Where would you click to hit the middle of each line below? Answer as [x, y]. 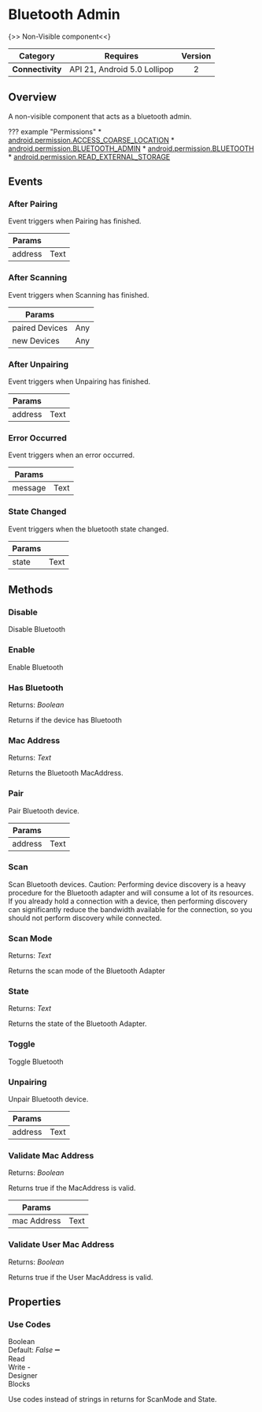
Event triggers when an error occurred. [72, 455]
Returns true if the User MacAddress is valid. [81, 1277]
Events [26, 182]
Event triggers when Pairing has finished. [75, 221]
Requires [122, 55]
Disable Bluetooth [37, 629]
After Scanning [38, 278]
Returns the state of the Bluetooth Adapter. [77, 1023]
